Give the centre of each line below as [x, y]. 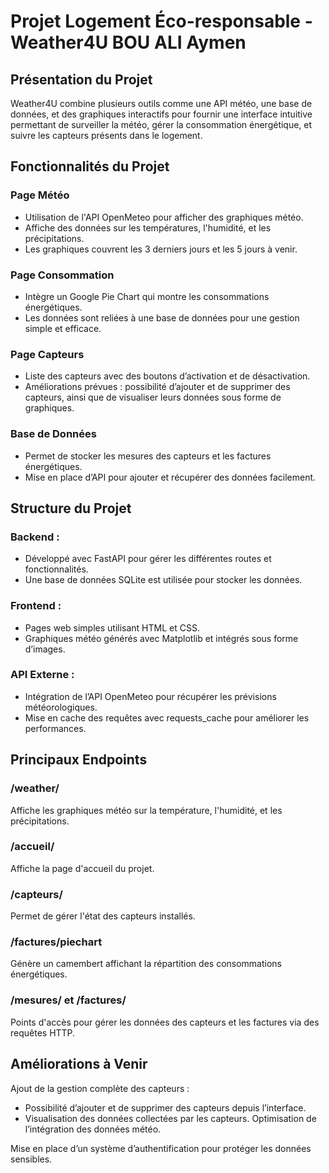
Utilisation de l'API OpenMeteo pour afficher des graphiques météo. [164, 217]
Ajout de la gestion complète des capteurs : [100, 1088]
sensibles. [31, 1159]
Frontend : [36, 606]
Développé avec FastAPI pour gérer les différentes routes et [148, 559]
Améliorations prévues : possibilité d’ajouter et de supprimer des [157, 387]
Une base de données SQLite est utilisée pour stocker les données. [163, 580]
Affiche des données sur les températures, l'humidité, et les [148, 227]
